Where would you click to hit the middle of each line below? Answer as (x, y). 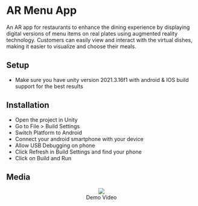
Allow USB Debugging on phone (55, 145)
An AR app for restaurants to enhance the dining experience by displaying (98, 27)
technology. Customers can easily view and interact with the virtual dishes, (100, 40)
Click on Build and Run (43, 158)
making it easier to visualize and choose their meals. (72, 46)
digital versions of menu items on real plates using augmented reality (92, 33)
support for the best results (49, 86)
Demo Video (101, 198)
